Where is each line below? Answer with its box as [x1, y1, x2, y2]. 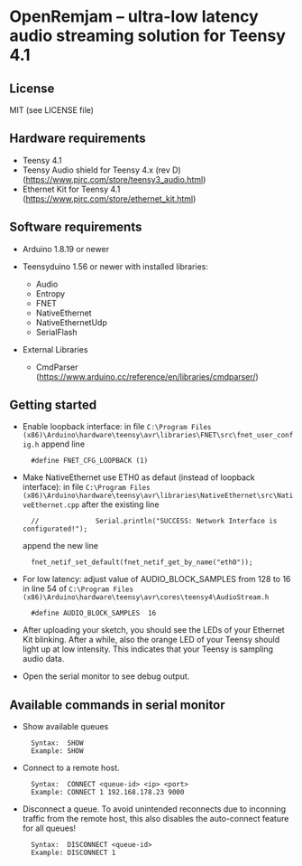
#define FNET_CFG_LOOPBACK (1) [31, 457, 149, 466]
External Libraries [22, 344, 88, 354]
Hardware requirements [9, 131, 146, 146]
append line [41, 438, 86, 449]
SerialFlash [35, 326, 78, 337]
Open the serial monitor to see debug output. [22, 671, 190, 682]
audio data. [22, 654, 65, 664]
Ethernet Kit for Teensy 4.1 [22, 184, 121, 194]
